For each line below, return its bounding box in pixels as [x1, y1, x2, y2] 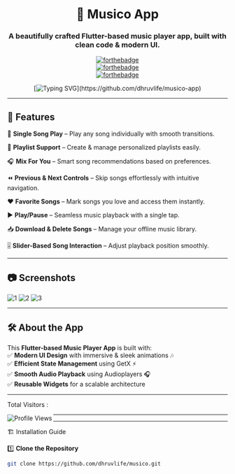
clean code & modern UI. [75, 40, 160, 50]
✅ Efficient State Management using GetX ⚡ [7, 359, 137, 368]
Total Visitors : [7, 400, 49, 408]
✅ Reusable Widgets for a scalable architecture [7, 380, 145, 388]
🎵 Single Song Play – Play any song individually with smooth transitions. [7, 129, 215, 138]
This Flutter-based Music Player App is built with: [7, 343, 152, 352]
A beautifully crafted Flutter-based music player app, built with [8, 31, 227, 41]
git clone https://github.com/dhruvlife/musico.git [7, 460, 161, 467]
